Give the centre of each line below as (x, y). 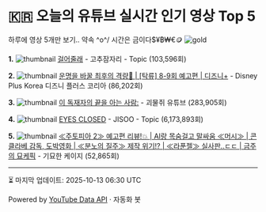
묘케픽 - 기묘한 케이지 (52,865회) (68, 156)
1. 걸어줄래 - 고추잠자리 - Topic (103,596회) (97, 59)
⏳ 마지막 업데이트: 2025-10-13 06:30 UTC (75, 180)
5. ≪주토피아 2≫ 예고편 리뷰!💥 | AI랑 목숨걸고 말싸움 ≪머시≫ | (129, 136)
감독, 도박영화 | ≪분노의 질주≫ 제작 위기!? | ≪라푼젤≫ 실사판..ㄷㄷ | (135, 146)
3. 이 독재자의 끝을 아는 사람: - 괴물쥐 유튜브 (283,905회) (118, 102)
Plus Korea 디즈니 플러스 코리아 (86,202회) (76, 85)
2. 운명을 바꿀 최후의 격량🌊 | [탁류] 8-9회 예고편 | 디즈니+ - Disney (133, 75)
